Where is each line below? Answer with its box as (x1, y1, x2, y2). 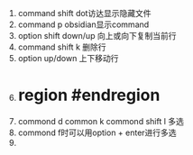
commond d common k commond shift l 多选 (17, 115, 185, 126)
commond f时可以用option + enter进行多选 (17, 127, 178, 138)
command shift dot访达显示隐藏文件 (17, 8, 152, 18)
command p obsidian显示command (17, 19, 150, 30)
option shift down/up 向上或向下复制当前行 (17, 31, 177, 41)
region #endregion (17, 85, 161, 105)
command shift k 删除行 (17, 41, 106, 52)
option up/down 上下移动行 (17, 53, 119, 63)
